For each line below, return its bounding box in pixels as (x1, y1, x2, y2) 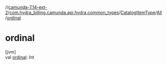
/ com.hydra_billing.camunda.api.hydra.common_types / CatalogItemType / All (7, 9, 162, 15)
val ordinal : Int (5, 54, 34, 60)
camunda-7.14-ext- (8, 4, 47, 10)
